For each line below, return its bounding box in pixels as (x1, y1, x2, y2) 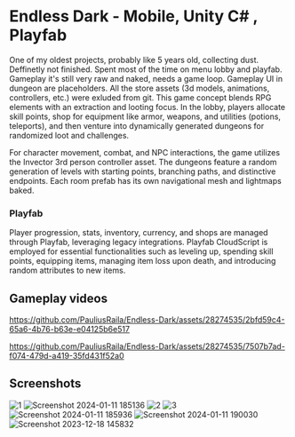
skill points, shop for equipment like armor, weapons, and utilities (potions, (9, 111, 282, 122)
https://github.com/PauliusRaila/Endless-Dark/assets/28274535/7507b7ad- (9, 341, 286, 352)
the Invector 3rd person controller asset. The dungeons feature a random (9, 156, 277, 167)
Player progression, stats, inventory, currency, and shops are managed (9, 227, 268, 238)
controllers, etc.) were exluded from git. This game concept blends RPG (9, 91, 272, 103)
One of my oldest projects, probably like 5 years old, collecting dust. (9, 54, 259, 65)
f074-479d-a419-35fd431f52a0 (9, 351, 124, 362)
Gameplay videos (9, 290, 108, 306)
